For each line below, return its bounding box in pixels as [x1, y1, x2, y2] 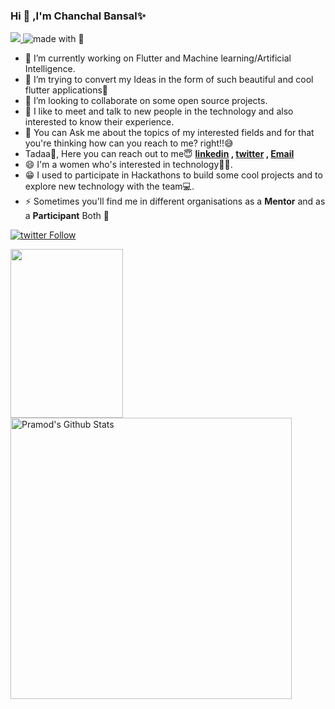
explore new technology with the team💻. [24, 180, 195, 193]
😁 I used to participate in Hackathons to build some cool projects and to [24, 169, 323, 181]
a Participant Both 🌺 [24, 210, 110, 222]
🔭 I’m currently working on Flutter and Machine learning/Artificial [24, 52, 292, 64]
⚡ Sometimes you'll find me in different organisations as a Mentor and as [24, 195, 326, 208]
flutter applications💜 [24, 84, 109, 96]
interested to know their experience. [24, 116, 175, 128]
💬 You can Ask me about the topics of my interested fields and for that [24, 127, 315, 139]
